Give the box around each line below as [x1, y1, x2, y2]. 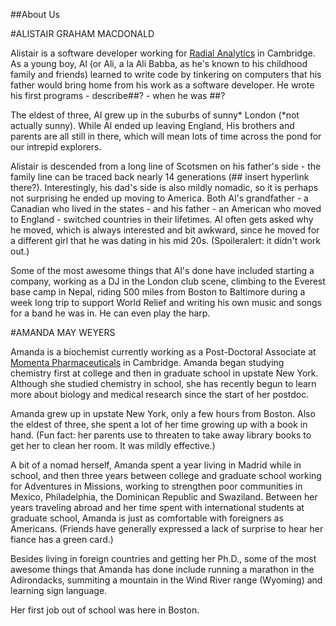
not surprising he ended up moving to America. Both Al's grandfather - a [10, 192, 309, 204]
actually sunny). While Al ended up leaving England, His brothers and [10, 120, 295, 131]
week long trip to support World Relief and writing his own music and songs [10, 297, 322, 308]
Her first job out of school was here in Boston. [10, 604, 200, 616]
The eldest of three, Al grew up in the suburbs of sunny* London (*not [10, 109, 300, 121]
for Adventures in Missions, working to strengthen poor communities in [10, 480, 303, 492]
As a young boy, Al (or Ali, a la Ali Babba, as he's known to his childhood [10, 58, 308, 69]
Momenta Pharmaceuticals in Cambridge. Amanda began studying [10, 357, 285, 368]
